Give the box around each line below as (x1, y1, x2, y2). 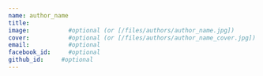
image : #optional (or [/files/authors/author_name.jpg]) (8, 26, 235, 34)
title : (8, 19, 30, 27)
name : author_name (8, 11, 69, 20)
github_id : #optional (8, 56, 93, 64)
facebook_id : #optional (8, 48, 101, 56)
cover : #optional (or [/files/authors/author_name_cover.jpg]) (8, 33, 257, 42)
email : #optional (8, 41, 101, 49)
